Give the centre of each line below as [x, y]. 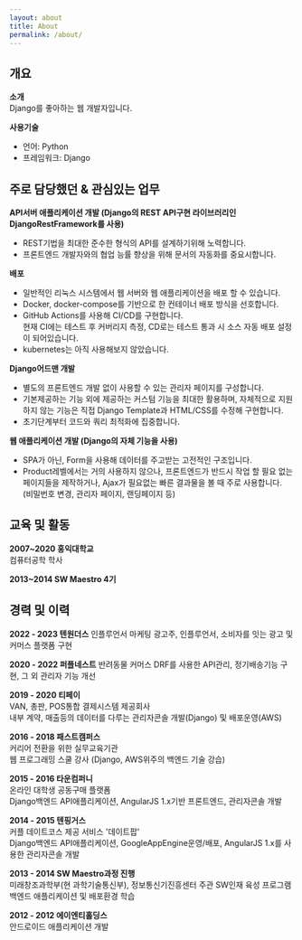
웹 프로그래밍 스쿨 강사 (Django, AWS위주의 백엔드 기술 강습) [118, 759]
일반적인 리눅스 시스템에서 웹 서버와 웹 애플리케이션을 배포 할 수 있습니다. [151, 293]
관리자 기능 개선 [68, 675]
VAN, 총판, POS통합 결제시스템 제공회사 [80, 706]
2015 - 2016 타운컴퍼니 [51, 778]
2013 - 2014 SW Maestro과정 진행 [72, 873]
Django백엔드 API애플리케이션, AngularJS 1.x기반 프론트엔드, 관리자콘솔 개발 [146, 801]
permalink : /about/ [46, 34]
